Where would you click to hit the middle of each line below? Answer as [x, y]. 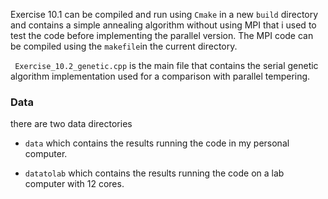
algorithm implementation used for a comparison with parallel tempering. [160, 76]
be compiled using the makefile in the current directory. [124, 46]
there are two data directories [71, 124]
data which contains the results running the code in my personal [157, 143]
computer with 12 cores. [74, 184]
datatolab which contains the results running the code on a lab [154, 173]
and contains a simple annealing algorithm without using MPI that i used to [163, 25]
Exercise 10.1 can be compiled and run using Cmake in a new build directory [164, 14]
